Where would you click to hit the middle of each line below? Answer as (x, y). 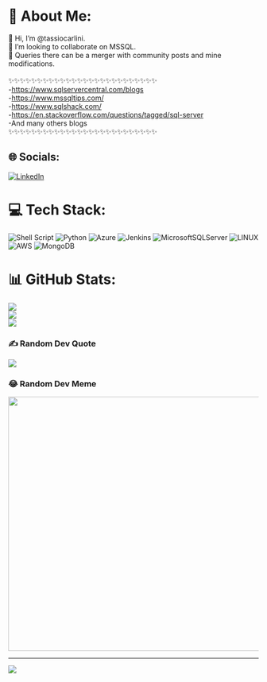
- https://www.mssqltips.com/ (56, 98)
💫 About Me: (50, 16)
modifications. (32, 64)
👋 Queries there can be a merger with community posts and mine (115, 55)
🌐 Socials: (34, 157)
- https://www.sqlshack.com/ (55, 106)
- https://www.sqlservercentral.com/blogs (76, 89)
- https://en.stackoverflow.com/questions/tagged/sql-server (106, 114)
